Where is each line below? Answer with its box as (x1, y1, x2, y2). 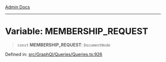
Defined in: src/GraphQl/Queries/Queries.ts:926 (5, 51, 103, 57)
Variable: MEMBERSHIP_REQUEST (5, 26, 148, 37)
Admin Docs (5, 4, 30, 10)
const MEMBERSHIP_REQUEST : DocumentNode (17, 41, 111, 48)
